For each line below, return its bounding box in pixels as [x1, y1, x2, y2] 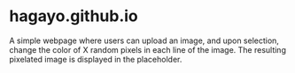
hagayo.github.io [9, 6, 139, 26]
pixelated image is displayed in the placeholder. [9, 54, 182, 64]
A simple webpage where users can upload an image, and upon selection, [9, 35, 279, 46]
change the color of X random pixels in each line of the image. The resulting [9, 44, 286, 55]
